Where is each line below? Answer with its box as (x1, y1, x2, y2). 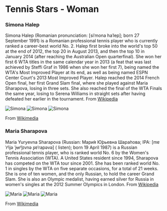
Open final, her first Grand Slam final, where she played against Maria (5, 80, 148, 86)
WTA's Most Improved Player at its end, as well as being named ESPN (5, 70, 148, 76)
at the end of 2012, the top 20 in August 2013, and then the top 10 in (5, 48, 145, 54)
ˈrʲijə (5, 144, 13, 150)
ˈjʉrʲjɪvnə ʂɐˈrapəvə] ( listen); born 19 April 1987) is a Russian (14, 144, 138, 150)
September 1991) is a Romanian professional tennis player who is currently (5, 38, 158, 44)
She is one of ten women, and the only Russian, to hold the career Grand (5, 171, 155, 177)
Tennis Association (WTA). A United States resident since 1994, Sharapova (5, 155, 159, 161)
